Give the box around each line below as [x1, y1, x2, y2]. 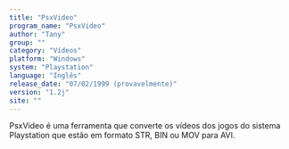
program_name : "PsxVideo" [9, 21, 105, 30]
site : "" [9, 95, 42, 105]
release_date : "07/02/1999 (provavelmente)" [9, 79, 178, 88]
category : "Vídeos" [9, 46, 82, 55]
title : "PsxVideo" [9, 12, 78, 22]
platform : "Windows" [9, 54, 87, 63]
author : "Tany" [9, 29, 66, 38]
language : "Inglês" [9, 71, 82, 80]
